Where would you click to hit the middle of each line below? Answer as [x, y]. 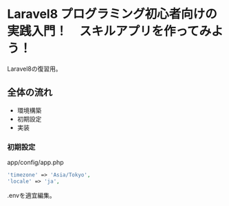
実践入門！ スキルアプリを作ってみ [109, 31]
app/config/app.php [35, 163]
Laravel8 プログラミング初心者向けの [112, 14]
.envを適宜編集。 [32, 195]
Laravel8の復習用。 [34, 69]
